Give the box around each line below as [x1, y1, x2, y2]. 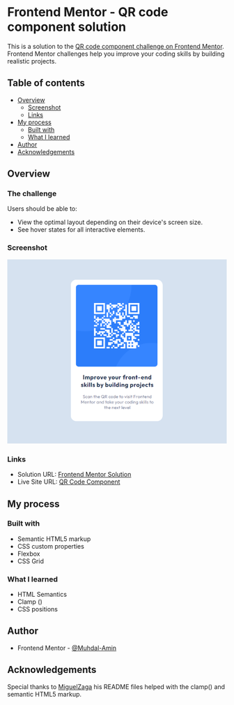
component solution [7, 19, 127, 35]
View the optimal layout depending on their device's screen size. [17, 218, 203, 227]
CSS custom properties [17, 542, 85, 550]
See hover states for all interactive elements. [17, 225, 146, 234]
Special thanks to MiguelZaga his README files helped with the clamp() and [7, 682, 225, 691]
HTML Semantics [17, 591, 68, 599]
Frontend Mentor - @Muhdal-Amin [17, 644, 117, 652]
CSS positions [17, 605, 58, 614]
